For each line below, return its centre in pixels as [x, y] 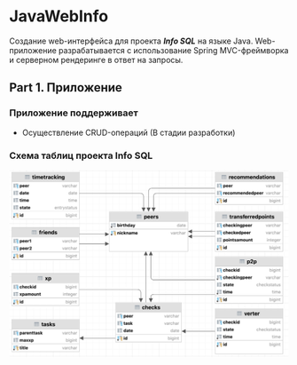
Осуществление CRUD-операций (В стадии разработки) [129, 132]
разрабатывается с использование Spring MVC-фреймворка [174, 50]
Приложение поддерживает [74, 113]
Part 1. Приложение [66, 87]
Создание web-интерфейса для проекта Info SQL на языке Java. [131, 41]
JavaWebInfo [59, 16]
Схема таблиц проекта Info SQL [81, 155]
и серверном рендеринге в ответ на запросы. [96, 60]
